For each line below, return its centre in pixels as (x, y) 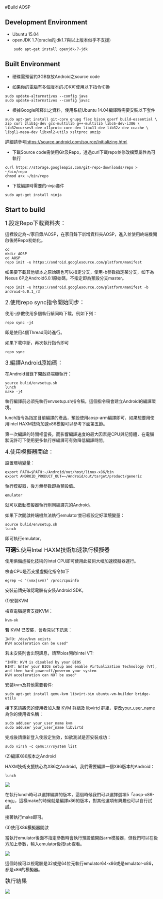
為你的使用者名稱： (24, 714)
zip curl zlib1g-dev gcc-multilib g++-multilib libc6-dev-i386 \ (72, 123)
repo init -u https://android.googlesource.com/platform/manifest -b (77, 287)
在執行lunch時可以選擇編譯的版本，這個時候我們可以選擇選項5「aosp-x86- (80, 795)
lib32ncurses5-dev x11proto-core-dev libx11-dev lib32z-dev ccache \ (77, 128)
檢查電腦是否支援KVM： (29, 611)
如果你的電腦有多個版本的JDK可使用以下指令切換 (61, 87)
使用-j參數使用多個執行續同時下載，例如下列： (51, 314)
